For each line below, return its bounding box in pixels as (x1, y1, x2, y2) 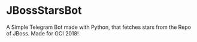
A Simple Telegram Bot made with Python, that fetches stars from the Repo (6, 23, 192, 31)
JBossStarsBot (6, 4, 82, 17)
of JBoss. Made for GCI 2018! (6, 29, 79, 37)
